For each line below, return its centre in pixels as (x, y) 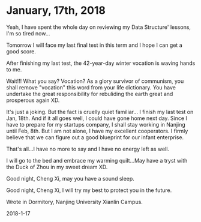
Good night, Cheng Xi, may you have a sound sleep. (70, 178)
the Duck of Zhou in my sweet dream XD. (57, 167)
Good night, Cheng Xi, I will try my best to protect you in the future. (89, 190)
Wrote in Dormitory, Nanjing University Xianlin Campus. (74, 202)
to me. (14, 69)
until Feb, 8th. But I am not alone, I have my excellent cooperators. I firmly (97, 131)
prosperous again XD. (33, 100)
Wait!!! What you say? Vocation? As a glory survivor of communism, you (95, 81)
